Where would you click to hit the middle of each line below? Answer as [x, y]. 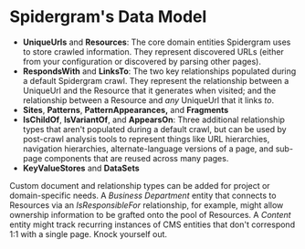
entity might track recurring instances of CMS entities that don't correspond [152, 224]
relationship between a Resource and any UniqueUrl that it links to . [148, 100]
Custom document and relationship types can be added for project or [140, 185]
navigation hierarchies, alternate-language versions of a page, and [148, 149]
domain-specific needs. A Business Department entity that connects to [143, 195]
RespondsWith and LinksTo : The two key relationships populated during [159, 71]
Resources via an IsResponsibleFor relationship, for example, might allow [147, 205]
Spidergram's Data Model [108, 17]
